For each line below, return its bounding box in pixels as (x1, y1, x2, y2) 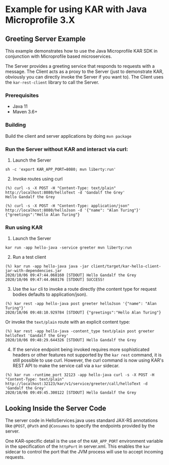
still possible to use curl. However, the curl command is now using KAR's (12, 357, 164, 363)
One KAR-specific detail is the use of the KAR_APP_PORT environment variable (5, 438, 163, 444)
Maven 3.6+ (12, 109, 38, 115)
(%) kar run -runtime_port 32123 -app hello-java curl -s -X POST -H (5, 372, 155, 378)
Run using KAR (5, 224, 43, 231)
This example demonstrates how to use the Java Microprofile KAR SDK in (5, 48, 158, 54)
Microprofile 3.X (5, 14, 75, 26)
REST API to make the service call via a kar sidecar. (12, 363, 120, 369)
